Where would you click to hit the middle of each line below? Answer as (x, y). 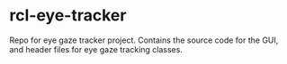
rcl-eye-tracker (68, 16)
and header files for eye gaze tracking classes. (96, 49)
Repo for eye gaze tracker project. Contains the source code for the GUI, (144, 40)
